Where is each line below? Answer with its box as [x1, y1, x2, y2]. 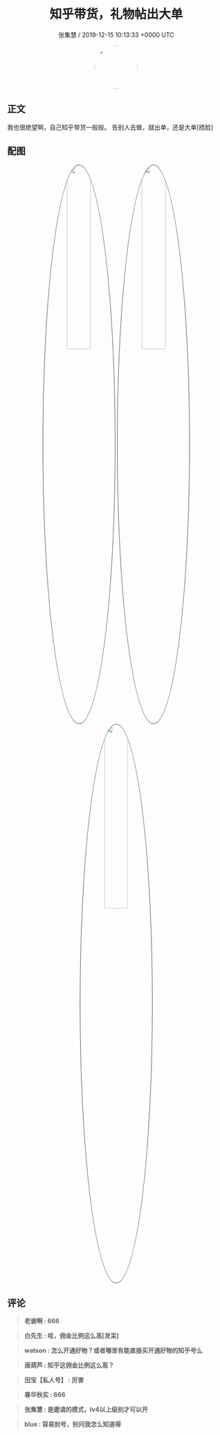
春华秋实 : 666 [24, 1391, 66, 1399]
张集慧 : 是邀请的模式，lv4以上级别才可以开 [24, 1405, 148, 1413]
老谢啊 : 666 [24, 1317, 60, 1325]
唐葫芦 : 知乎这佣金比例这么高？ [24, 1361, 115, 1370]
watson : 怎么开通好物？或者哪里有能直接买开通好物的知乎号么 [24, 1346, 203, 1354]
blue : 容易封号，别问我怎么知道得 [24, 1420, 121, 1429]
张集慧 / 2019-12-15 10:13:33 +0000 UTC [58, 31, 174, 39]
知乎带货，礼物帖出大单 [49, 6, 183, 22]
